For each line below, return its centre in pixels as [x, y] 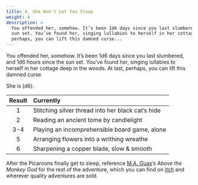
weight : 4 [18, 17]
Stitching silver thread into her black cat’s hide [97, 110]
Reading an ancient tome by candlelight [88, 120]
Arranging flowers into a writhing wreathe [91, 139]
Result [18, 100]
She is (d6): [20, 86]
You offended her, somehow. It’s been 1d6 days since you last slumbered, [95, 56]
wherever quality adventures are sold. [52, 176]
